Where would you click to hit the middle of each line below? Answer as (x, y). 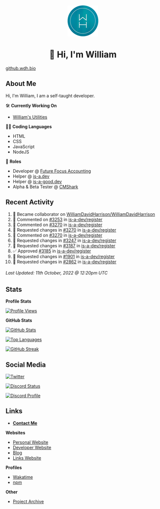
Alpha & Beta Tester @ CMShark (45, 187)
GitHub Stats (19, 320)
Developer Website (32, 447)
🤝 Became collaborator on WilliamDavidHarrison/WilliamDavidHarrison (84, 214)
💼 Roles (13, 161)
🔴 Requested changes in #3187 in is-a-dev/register (64, 245)
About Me (21, 84)
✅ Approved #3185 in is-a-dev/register (52, 251)
